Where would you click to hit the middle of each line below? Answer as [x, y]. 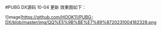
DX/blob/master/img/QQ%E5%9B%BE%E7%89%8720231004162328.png [81, 22]
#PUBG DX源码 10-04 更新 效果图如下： [46, 7]
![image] [14, 17]
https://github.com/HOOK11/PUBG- [58, 17]
